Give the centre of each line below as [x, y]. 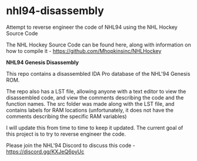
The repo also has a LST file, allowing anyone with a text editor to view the [96, 91]
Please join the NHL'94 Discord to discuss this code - [71, 145]
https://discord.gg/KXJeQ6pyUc [45, 152]
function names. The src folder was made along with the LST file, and [90, 103]
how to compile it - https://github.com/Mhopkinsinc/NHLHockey [84, 51]
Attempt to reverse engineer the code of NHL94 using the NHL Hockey [92, 27]
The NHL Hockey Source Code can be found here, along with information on [98, 45]
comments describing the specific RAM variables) [66, 116]
